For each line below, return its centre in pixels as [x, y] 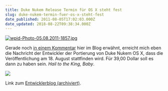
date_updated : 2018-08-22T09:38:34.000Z [48, 24]
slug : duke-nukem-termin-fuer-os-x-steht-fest [55, 15]
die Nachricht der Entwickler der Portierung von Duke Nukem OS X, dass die [84, 53]
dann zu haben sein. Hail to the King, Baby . [50, 64]
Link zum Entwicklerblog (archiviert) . [43, 83]
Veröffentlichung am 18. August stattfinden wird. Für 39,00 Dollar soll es [79, 59]
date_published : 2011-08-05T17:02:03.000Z [50, 19]
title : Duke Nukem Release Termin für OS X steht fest [64, 10]
